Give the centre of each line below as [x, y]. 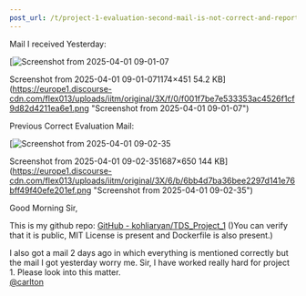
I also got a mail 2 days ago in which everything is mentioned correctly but [149, 252]
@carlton [26, 281]
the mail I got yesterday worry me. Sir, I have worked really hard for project [149, 262]
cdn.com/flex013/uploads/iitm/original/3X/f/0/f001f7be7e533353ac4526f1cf [153, 98]
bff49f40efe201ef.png [51, 190]
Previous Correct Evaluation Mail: [72, 126]
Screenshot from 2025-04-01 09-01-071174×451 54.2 [110, 79]
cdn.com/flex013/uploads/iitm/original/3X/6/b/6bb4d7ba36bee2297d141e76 [153, 180]
